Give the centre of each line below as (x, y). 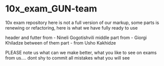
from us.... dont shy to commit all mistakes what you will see (67, 57)
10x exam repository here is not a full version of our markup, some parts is (82, 22)
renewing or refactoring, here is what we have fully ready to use (71, 27)
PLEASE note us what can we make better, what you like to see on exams (81, 52)
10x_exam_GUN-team (51, 9)
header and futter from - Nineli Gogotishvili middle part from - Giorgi (76, 37)
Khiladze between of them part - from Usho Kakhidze (61, 42)
